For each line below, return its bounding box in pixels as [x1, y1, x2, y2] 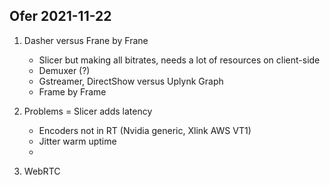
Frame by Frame [38, 85, 107, 98]
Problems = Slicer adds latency [23, 105, 153, 117]
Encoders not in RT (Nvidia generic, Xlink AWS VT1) [38, 124, 252, 136]
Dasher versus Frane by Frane [23, 34, 149, 46]
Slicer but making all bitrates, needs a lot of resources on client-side [38, 54, 321, 66]
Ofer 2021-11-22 [9, 8, 112, 25]
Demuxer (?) [38, 64, 91, 76]
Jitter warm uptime [38, 135, 117, 147]
